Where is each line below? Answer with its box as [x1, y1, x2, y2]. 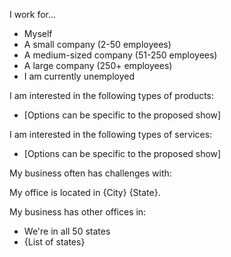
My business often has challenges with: [9, 167, 172, 179]
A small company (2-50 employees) [23, 39, 172, 50]
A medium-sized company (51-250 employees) [23, 49, 218, 61]
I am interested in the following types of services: [9, 129, 213, 140]
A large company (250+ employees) [23, 60, 173, 71]
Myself [23, 28, 53, 39]
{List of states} [23, 236, 86, 248]
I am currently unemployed [23, 70, 136, 82]
